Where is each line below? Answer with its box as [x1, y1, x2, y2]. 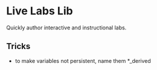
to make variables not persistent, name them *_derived [14, 57, 151, 64]
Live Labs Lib [6, 4, 74, 18]
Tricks [6, 41, 31, 51]
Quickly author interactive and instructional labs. [6, 24, 127, 31]
